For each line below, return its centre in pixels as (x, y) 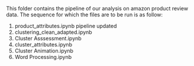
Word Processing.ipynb (43, 57)
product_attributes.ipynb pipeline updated (66, 26)
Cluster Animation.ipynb (44, 51)
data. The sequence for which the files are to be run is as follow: (85, 15)
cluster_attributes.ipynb (43, 44)
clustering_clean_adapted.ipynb (54, 32)
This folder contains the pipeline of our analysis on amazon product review (97, 8)
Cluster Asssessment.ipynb (48, 38)
